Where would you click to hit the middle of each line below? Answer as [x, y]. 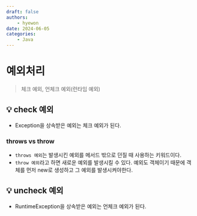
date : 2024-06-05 [28, 28]
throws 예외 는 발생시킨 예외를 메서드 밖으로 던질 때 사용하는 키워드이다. [98, 155]
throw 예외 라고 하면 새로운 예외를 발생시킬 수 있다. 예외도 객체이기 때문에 [100, 163]
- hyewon [28, 23]
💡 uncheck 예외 [35, 190]
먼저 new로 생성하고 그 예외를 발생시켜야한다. [80, 170]
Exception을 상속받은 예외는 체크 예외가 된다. [68, 125]
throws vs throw [31, 141]
